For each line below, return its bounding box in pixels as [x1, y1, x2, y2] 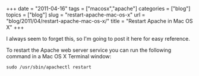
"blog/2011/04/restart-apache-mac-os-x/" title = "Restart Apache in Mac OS [6, 18, 193, 24]
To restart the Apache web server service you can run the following [6, 47, 172, 54]
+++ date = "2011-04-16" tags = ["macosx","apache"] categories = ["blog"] [6, 5, 191, 12]
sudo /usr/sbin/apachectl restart [6, 64, 92, 70]
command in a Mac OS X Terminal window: [6, 53, 112, 60]
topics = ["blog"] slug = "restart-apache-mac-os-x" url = [6, 11, 146, 18]
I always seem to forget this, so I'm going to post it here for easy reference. [6, 35, 190, 42]
